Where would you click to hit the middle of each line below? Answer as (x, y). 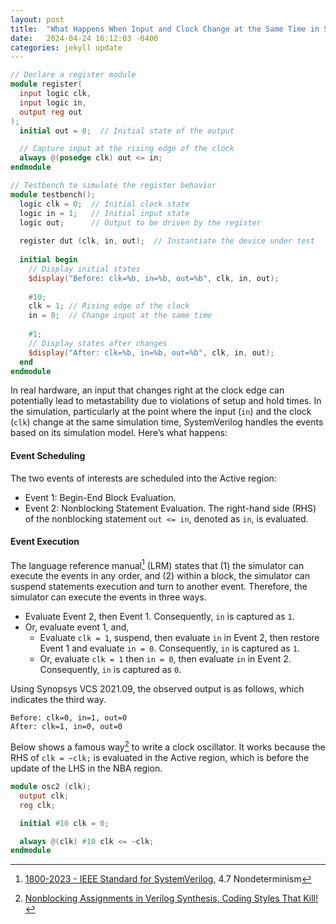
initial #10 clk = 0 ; (64, 823)
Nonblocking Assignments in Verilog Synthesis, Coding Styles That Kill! (171, 898)
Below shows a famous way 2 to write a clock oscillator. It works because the (168, 746)
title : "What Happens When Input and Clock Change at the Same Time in (165, 29)
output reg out (51, 112)
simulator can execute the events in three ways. (108, 597)
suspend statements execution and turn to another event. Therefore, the (159, 587)
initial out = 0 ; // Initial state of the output (127, 131)
